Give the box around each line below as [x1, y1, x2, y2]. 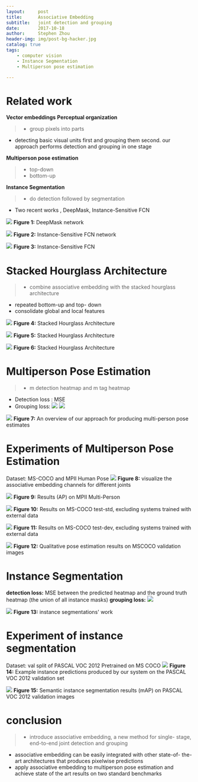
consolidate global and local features [14, 308, 105, 315]
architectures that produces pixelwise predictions [22, 757, 144, 764]
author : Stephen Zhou [6, 31, 70, 37]
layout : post [6, 8, 49, 15]
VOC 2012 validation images [6, 693, 75, 700]
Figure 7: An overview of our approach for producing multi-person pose [13, 415, 189, 422]
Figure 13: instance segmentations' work [13, 609, 113, 616]
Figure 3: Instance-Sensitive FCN [13, 243, 95, 250]
